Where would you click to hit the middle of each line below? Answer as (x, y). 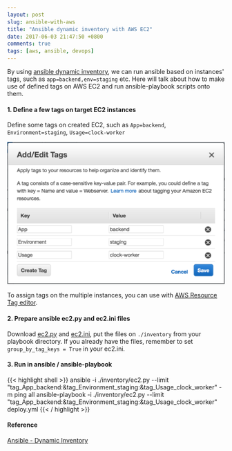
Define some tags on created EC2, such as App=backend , (87, 125)
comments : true (29, 44)
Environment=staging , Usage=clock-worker (66, 132)
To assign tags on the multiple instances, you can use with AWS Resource (112, 295)
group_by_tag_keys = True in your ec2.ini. (66, 349)
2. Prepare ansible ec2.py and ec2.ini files (69, 319)
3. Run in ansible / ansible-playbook (60, 365)
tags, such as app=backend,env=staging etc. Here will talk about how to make (116, 79)
